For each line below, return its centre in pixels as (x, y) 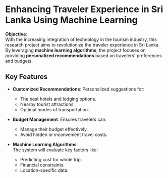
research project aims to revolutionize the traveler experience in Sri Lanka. (82, 45)
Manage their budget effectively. (54, 129)
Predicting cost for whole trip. (51, 159)
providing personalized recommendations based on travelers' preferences (84, 55)
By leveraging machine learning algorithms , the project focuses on (75, 50)
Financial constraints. (42, 165)
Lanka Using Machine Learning (71, 20)
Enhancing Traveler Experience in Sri (84, 9)
